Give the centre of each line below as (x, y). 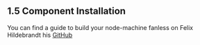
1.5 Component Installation (67, 11)
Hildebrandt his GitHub (40, 35)
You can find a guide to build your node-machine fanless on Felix (100, 27)
